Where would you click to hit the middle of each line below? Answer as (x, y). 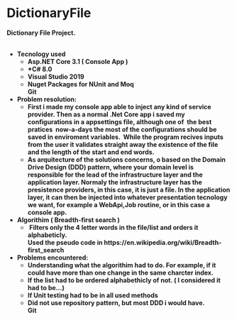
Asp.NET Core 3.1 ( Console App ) (78, 61)
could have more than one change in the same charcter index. (121, 272)
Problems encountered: (53, 258)
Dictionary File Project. (41, 33)
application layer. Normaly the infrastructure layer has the (115, 182)
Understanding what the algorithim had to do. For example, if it (122, 265)
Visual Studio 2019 (56, 77)
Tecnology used (41, 54)
